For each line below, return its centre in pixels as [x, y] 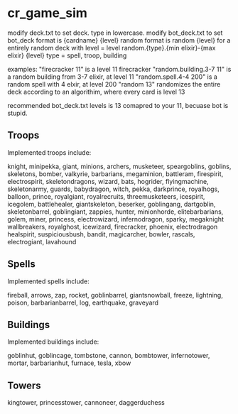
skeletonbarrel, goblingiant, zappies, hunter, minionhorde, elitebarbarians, [115, 212]
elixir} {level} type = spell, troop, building [67, 55]
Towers [24, 385]
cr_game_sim [47, 13]
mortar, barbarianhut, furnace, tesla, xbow [69, 363]
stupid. [17, 113]
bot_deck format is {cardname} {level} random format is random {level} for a [119, 40]
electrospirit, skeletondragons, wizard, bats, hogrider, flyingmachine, [108, 181]
